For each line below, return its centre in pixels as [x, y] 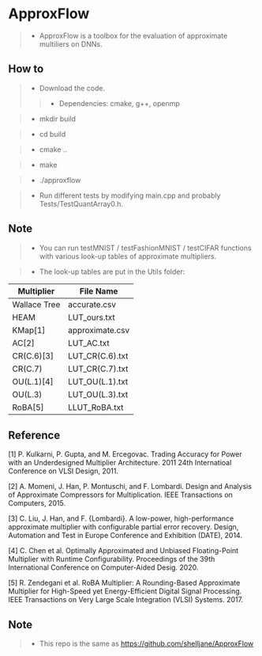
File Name [99, 291]
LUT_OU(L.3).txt [98, 394]
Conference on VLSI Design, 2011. [63, 471]
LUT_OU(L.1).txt [98, 381]
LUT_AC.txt [89, 343]
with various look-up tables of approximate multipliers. [128, 256]
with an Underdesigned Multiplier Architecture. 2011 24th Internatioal [120, 463]
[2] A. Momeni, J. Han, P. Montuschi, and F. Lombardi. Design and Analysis [130, 487]
